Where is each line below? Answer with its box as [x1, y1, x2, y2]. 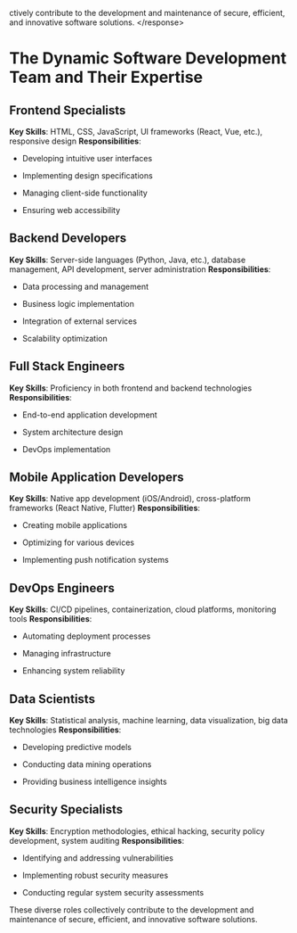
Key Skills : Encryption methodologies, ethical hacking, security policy [9, 825, 265, 837]
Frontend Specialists [9, 103, 126, 118]
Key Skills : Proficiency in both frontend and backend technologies [9, 383, 253, 393]
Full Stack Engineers [9, 359, 125, 374]
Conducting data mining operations [21, 759, 152, 770]
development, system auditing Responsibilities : [9, 835, 185, 846]
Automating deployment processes [21, 631, 151, 641]
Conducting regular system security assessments [21, 887, 205, 897]
